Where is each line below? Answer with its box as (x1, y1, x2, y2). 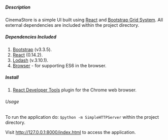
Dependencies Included (5, 33, 57, 40)
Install (5, 74, 19, 80)
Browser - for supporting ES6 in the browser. (12, 62, 107, 68)
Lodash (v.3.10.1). (12, 57, 49, 63)
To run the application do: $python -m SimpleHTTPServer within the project (5, 114, 159, 120)
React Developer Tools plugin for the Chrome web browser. (12, 86, 137, 93)
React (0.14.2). (12, 52, 43, 58)
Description (5, 4, 31, 10)
